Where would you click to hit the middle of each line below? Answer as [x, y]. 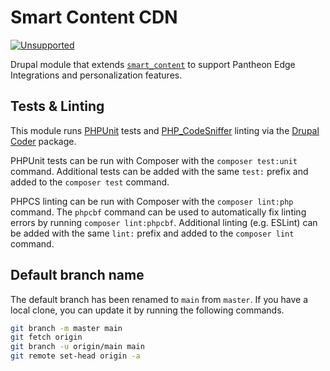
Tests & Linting [57, 106]
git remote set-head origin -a [75, 356]
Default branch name [77, 275]
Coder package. [43, 141]
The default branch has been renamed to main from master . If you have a [159, 299]
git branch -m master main [66, 328]
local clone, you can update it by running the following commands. [147, 310]
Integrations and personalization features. [96, 75]
